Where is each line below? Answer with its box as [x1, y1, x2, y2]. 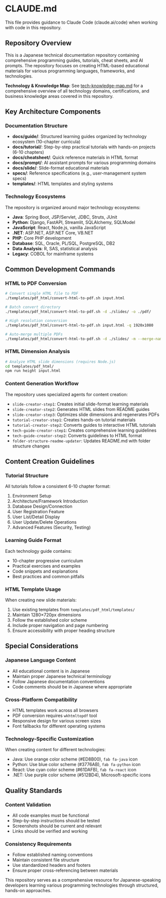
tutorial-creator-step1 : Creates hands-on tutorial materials [12, 416, 136, 423]
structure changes [12, 443, 50, 449]
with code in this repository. [5, 24, 62, 30]
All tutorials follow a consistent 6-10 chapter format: [5, 483, 111, 490]
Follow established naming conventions [12, 852, 93, 858]
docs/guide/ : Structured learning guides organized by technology [12, 134, 147, 139]
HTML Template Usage [5, 585, 61, 592]
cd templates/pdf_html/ [5, 364, 54, 369]
